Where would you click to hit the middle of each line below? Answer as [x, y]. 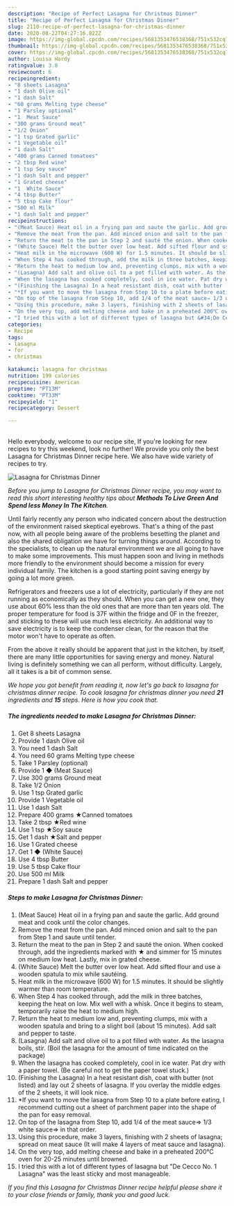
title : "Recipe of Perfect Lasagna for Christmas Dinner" [93, 20]
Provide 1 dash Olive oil [51, 741]
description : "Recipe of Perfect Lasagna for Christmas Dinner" [103, 14]
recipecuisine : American [44, 382]
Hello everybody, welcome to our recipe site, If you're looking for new [108, 441]
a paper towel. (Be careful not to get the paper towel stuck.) [103, 1070]
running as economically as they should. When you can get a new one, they [116, 599]
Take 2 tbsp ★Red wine [52, 822]
